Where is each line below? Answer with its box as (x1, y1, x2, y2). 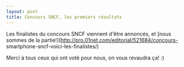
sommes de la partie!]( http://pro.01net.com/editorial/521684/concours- (6, 36, 178, 43)
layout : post (6, 8, 38, 15)
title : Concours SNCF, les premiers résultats (6, 14, 122, 20)
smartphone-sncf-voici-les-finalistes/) (6, 42, 99, 50)
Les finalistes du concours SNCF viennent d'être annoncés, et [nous (6, 30, 172, 37)
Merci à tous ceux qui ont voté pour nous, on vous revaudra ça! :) (6, 54, 165, 61)
